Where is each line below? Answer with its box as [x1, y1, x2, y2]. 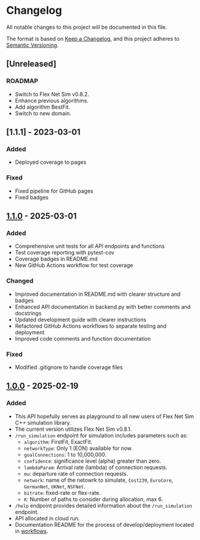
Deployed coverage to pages [14, 158, 87, 166]
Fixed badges [14, 193, 49, 201]
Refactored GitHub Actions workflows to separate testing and [14, 322, 166, 329]
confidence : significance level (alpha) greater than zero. [23, 457, 162, 464]
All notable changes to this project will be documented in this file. [6, 23, 168, 31]
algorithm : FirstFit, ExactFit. [23, 438, 93, 445]
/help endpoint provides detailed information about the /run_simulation [14, 502, 193, 509]
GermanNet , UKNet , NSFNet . [23, 482, 86, 490]
